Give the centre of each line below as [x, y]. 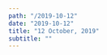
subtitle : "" [30, 38]
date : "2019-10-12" [41, 23]
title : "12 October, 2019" [54, 31]
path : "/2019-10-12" [43, 16]
